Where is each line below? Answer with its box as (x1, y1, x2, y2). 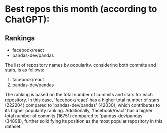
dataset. (5, 123, 22, 129)
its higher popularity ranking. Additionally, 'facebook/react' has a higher (5, 108, 153, 113)
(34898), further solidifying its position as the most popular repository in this (5, 118, 163, 124)
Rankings (5, 34, 35, 42)
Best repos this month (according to (5, 3, 157, 15)
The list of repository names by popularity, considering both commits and (5, 62, 156, 67)
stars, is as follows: (5, 67, 45, 73)
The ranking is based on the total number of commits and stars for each (5, 92, 153, 97)
